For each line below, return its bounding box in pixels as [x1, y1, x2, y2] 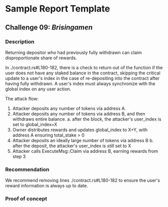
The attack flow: [5, 95, 39, 101]
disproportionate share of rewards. [5, 55, 77, 61]
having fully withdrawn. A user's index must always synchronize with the [5, 80, 155, 86]
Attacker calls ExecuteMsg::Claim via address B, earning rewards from [12, 148, 158, 154]
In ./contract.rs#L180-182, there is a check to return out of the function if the [5, 64, 163, 70]
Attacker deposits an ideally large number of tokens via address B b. [12, 137, 154, 143]
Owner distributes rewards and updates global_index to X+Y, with [12, 127, 148, 133]
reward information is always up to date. [5, 183, 88, 189]
